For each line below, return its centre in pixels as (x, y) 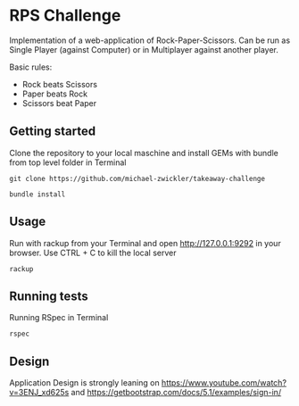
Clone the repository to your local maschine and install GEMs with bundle (144, 153)
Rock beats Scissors (60, 84)
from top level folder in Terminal (68, 162)
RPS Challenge (65, 16)
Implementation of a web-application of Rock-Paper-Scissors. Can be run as (150, 40)
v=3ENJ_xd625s (39, 393)
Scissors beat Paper (59, 103)
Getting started (53, 132)
